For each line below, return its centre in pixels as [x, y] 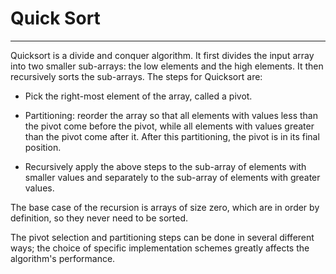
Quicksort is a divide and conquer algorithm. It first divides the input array [162, 55]
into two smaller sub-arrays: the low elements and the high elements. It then [167, 66]
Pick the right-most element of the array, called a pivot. [138, 96]
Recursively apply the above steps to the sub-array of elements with [165, 166]
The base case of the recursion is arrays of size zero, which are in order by [165, 207]
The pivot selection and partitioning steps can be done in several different [162, 237]
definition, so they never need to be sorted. [99, 218]
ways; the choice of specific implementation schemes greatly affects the [160, 248]
